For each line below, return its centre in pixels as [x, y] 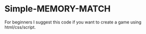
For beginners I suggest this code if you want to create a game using [73, 22]
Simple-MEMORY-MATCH [58, 9]
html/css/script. [20, 27]
